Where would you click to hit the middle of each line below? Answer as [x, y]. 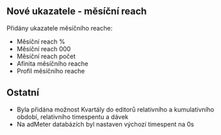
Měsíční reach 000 [44, 48]
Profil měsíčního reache [51, 71]
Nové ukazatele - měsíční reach [77, 11]
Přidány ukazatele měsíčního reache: [60, 28]
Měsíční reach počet [46, 56]
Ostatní [23, 93]
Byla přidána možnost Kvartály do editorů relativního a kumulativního [115, 109]
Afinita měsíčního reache [52, 63]
